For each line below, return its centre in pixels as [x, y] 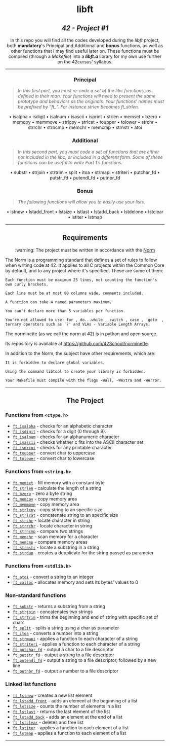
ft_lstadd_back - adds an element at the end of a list [68, 717]
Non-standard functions [36, 595]
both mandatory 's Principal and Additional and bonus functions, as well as [85, 46]
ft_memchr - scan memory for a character [55, 537]
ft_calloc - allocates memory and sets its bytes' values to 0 [75, 582]
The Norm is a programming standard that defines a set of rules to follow [81, 260]
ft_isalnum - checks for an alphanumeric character [66, 437]
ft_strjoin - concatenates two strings [53, 612]
